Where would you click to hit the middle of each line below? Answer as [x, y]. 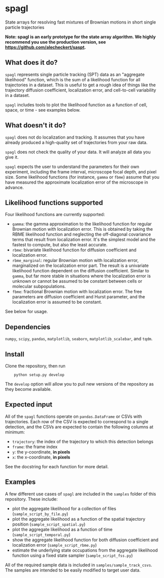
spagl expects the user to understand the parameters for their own [72, 167]
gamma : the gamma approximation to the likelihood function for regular [82, 224]
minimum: [15, 432]
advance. [14, 187]
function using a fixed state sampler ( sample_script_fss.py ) [72, 555]
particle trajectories [25, 27]
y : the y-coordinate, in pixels [41, 452]
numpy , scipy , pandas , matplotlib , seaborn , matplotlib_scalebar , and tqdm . [79, 339]
